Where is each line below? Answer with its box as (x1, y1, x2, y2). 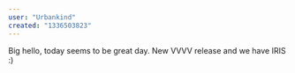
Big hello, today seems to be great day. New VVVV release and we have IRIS (8, 45, 286, 55)
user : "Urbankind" (8, 12, 76, 22)
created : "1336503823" (8, 21, 92, 30)
